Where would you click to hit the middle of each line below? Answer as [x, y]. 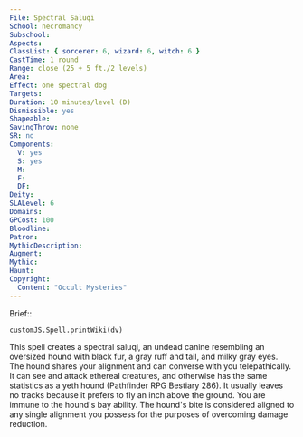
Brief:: [21, 313]
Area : [19, 77]
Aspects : [26, 43]
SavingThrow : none [44, 128]
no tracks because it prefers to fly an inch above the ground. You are [137, 394]
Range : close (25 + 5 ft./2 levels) [78, 69]
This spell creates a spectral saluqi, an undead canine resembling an [137, 346]
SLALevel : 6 [32, 204]
